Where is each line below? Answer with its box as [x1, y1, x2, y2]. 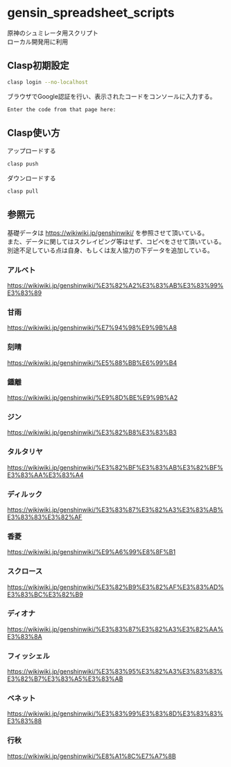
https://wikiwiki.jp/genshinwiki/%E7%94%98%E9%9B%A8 [7, 323, 177, 332]
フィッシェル [7, 651, 50, 661]
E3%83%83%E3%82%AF [7, 512, 83, 521]
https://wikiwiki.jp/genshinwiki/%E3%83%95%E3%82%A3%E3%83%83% [7, 668, 223, 676]
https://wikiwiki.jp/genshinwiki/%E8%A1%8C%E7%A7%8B [7, 752, 176, 760]
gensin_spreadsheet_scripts [7, 5, 175, 21]
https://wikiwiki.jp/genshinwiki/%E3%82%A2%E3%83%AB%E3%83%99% [7, 282, 224, 290]
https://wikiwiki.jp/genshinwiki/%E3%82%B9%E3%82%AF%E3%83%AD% [7, 583, 224, 591]
